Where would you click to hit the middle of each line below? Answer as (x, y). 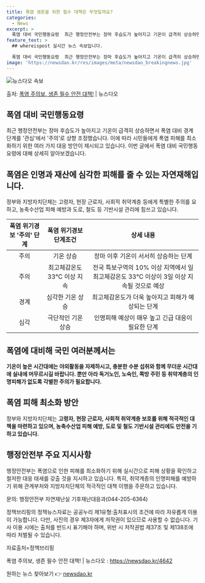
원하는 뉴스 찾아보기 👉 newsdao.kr (49, 573)
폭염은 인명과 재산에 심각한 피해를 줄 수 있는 (83, 174)
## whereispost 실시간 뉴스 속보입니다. (57, 46)
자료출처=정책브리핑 (31, 548)
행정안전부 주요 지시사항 (49, 455)
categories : (21, 18)
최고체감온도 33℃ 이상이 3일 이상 (139, 277)
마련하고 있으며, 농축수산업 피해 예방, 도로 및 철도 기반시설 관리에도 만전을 (104, 426)
